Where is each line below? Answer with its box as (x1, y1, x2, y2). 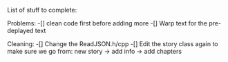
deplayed (7, 27, 34, 34)
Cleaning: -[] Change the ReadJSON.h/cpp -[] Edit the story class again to (7, 40, 219, 48)
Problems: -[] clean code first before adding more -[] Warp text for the (7, 19, 207, 27)
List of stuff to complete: (7, 6, 77, 14)
